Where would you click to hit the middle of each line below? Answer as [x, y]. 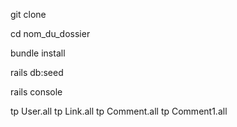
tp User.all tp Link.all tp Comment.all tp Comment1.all [119, 111]
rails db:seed [37, 72]
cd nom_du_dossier [50, 33]
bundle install [38, 53]
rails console [36, 92]
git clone [28, 14]
